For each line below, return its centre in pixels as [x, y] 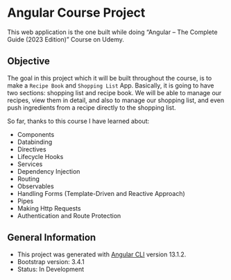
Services [30, 164]
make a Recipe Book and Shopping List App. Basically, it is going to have [111, 85]
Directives [32, 149]
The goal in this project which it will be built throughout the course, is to [110, 78]
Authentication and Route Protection [69, 215]
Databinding [35, 142]
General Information [52, 238]
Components [36, 134]
